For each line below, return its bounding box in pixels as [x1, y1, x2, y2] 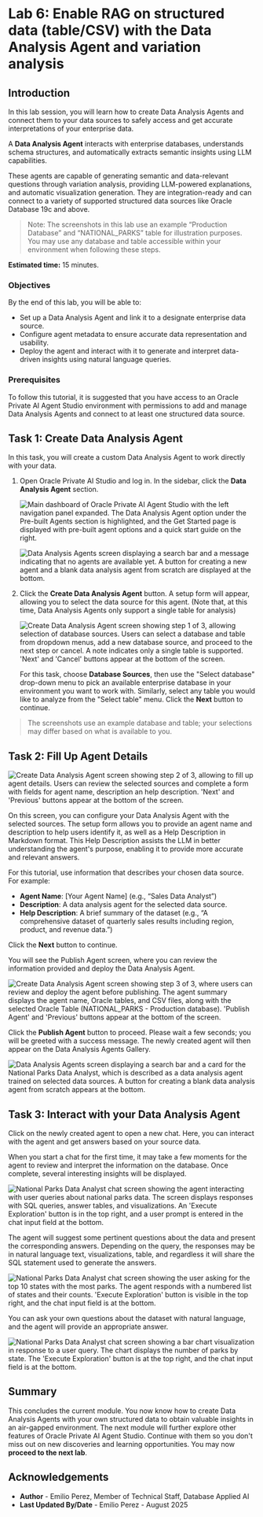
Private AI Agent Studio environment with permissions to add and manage [8, 401, 247, 410]
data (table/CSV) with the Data [8, 21, 212, 39]
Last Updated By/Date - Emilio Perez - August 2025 [19, 1500, 188, 1509]
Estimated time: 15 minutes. [8, 261, 100, 269]
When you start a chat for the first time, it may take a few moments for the [8, 1153, 247, 1162]
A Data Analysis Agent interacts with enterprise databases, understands [8, 139, 244, 148]
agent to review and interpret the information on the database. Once [8, 1160, 229, 1170]
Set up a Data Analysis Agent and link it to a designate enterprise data [19, 313, 246, 323]
